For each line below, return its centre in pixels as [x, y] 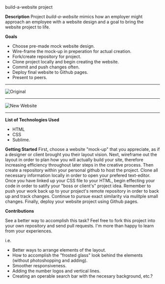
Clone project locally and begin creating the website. [66, 62]
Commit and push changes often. [46, 67]
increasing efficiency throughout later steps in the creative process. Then [79, 165]
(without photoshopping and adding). [50, 260]
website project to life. [27, 27]
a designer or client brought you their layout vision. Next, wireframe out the [81, 155]
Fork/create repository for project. [47, 57]
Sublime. [21, 140]
